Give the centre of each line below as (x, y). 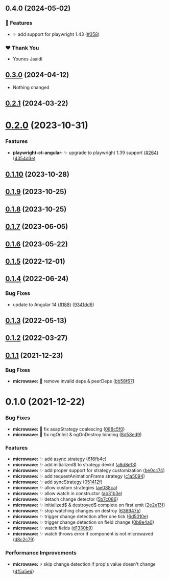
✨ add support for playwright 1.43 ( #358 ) (56, 34)
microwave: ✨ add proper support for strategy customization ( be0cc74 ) (89, 470)
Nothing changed (31, 87)
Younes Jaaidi (27, 59)
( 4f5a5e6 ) (23, 572)
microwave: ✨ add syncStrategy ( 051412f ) (58, 482)
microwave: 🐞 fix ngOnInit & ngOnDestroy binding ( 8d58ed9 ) (77, 434)
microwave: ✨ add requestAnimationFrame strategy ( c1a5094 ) (79, 476)
